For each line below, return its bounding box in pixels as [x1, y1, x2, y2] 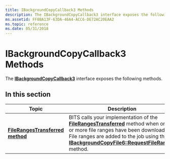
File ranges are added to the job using [68, 133, 159, 140]
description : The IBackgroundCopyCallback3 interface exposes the [5, 12, 148, 17]
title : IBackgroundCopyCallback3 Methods [5, 7, 94, 13]
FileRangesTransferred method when [68, 120, 159, 127]
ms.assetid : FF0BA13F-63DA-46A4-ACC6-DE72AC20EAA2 [5, 17, 114, 22]
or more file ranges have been [68, 126, 140, 133]
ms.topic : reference [5, 21, 49, 27]
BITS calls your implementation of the [68, 113, 158, 121]
